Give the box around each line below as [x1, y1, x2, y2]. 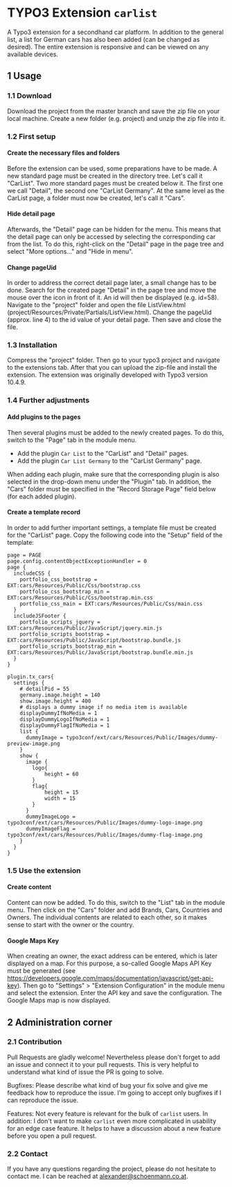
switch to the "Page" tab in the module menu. [7, 436, 137, 444]
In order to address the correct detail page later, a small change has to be [7, 279, 217, 287]
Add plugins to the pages [7, 412, 81, 421]
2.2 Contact [7, 1149, 48, 1159]
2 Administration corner [7, 1016, 113, 1028]
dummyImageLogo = [25, 813, 76, 820]
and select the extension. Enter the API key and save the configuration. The [7, 989, 222, 997]
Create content [7, 883, 52, 891]
